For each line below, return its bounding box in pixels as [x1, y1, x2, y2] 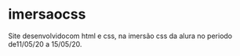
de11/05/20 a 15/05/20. [8, 39, 82, 48]
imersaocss [8, 5, 86, 23]
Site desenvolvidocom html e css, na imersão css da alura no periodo [8, 31, 233, 40]
